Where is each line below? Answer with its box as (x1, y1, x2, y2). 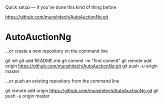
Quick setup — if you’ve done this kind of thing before (5, 4, 116, 10)
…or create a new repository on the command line (5, 47, 108, 54)
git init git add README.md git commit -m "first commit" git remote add (5, 57, 152, 63)
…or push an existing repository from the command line (5, 77, 119, 84)
